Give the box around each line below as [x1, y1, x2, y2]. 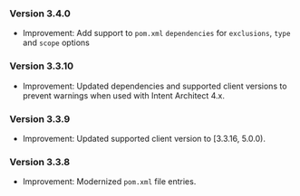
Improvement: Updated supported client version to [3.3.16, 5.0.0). [22, 133, 266, 144]
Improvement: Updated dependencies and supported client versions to [22, 80, 287, 91]
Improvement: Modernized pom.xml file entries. [22, 176, 197, 187]
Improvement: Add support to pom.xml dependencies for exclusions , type [22, 28, 291, 39]
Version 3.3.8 [9, 155, 71, 168]
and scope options [22, 37, 91, 48]
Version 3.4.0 [9, 7, 71, 20]
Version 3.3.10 [9, 60, 74, 72]
